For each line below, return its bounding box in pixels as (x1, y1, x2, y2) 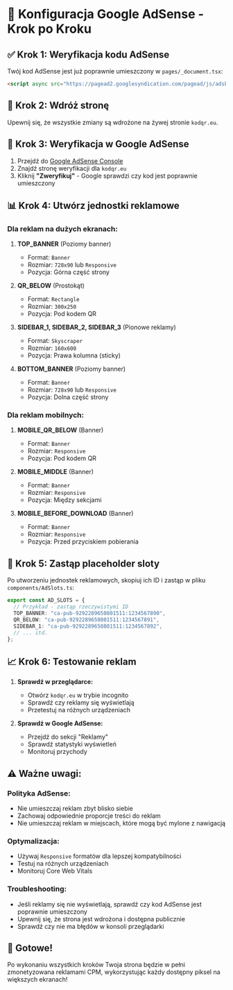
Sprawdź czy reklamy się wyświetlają (27, 698, 135, 707)
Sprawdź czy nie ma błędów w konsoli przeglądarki (17, 922, 164, 930)
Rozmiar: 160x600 (27, 344, 77, 353)
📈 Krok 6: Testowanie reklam (7, 655, 137, 667)
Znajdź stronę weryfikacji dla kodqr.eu (17, 164, 127, 172)
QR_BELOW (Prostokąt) (17, 281, 85, 290)
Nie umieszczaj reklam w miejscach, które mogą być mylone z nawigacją (17, 819, 226, 827)
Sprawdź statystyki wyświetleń (27, 740, 116, 748)
